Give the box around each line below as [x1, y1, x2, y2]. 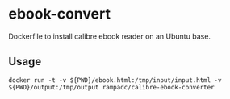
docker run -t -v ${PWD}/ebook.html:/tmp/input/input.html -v [8, 76, 222, 85]
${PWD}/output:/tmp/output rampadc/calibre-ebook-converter [8, 83, 215, 91]
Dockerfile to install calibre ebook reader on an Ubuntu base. [8, 31, 211, 41]
